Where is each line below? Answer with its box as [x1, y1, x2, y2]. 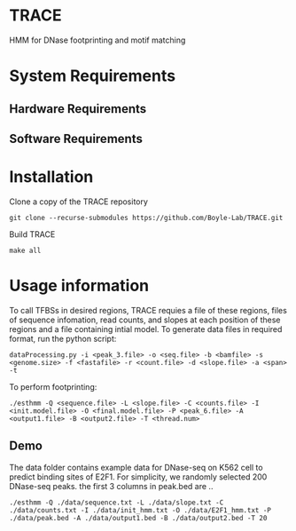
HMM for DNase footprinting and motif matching [9, 35, 186, 45]
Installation [9, 167, 94, 187]
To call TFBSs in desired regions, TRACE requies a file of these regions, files [9, 305, 288, 315]
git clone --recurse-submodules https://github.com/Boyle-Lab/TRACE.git [9, 213, 284, 222]
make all [9, 246, 42, 255]
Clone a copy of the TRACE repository [9, 196, 149, 207]
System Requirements [9, 66, 175, 86]
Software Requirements [9, 131, 144, 147]
